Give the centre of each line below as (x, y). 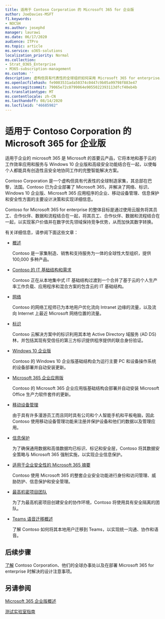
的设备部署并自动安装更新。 (40, 367)
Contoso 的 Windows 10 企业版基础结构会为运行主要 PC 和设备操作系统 (84, 361)
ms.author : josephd (25, 28)
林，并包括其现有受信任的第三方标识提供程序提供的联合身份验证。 (79, 340)
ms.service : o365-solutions (34, 51)
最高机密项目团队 (29, 492)
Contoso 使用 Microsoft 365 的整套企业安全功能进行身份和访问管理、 (82, 475)
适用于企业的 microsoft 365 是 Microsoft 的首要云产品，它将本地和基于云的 (81, 158)
